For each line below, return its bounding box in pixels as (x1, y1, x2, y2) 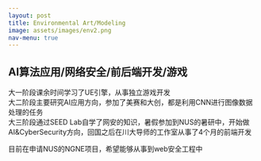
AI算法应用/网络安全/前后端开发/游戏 (8, 65, 188, 79)
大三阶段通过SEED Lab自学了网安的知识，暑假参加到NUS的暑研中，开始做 (8, 117, 250, 127)
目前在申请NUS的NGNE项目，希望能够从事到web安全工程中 (8, 144, 203, 154)
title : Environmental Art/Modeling (8, 19, 126, 27)
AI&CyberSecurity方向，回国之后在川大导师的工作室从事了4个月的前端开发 (8, 128, 252, 137)
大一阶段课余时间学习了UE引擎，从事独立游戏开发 (8, 88, 171, 98)
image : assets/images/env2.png (8, 26, 112, 34)
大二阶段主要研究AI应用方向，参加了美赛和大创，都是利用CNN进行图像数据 (8, 98, 253, 107)
